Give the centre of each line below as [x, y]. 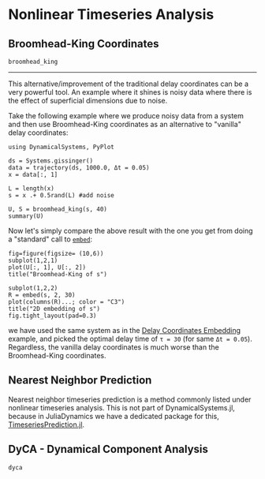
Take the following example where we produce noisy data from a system [126, 116]
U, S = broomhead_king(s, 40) [58, 209]
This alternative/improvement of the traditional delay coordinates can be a [128, 84]
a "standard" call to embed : [50, 239]
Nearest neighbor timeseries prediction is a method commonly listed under [130, 399]
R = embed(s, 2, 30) [42, 295]
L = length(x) [32, 189]
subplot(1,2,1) [33, 260]
